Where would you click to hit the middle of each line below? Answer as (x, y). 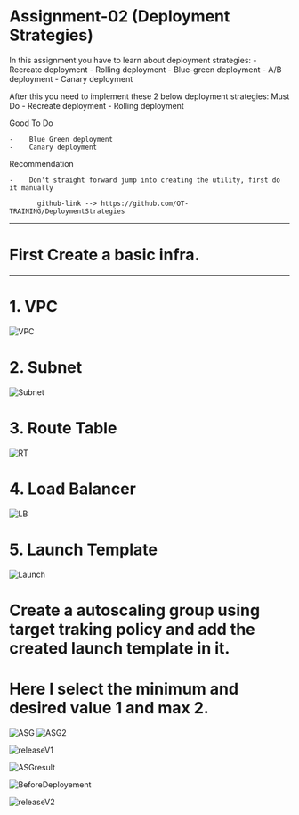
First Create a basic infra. (105, 255)
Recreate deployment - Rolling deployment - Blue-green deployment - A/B (145, 70)
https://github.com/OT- (145, 203)
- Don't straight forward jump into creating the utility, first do (145, 180)
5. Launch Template (84, 549)
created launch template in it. (120, 648)
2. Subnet (46, 367)
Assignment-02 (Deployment (120, 16)
